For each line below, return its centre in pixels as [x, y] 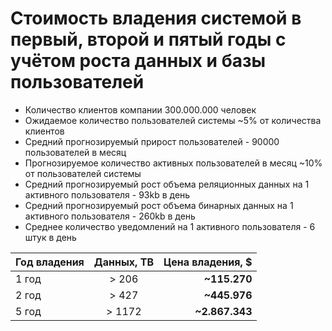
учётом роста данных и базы [138, 61]
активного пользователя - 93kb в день [107, 194]
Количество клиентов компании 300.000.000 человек [140, 109]
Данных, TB [123, 262]
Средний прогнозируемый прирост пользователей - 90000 [152, 141]
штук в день [50, 237]
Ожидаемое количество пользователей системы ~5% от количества [173, 120]
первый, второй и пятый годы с [148, 39]
